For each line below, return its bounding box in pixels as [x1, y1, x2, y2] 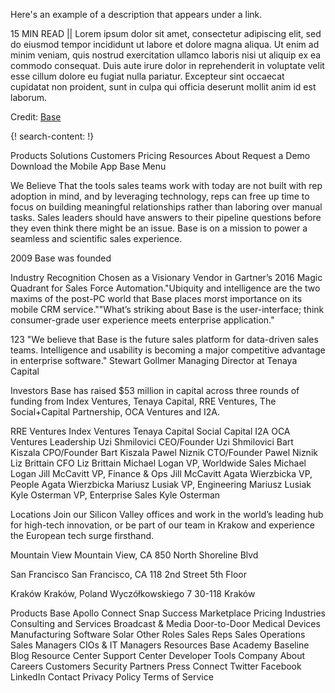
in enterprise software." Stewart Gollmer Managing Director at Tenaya [10, 355, 298, 366]
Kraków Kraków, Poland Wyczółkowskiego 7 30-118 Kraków [10, 588, 256, 599]
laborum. [10, 92, 48, 103]
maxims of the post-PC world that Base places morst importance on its [10, 293, 303, 304]
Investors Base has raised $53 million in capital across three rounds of [10, 385, 300, 396]
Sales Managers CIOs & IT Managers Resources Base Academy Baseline [10, 639, 310, 651]
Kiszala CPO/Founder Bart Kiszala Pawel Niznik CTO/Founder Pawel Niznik [10, 447, 318, 458]
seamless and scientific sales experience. [10, 233, 183, 244]
